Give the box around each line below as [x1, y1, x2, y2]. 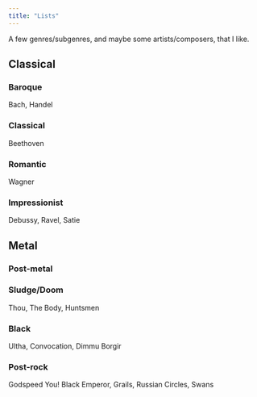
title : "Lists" [8, 11, 60, 20]
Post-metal [8, 263, 53, 274]
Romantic [8, 158, 47, 169]
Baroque [8, 81, 43, 93]
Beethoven [8, 138, 44, 148]
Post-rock [8, 361, 48, 373]
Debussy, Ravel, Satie [8, 215, 81, 225]
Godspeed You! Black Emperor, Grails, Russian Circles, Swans [8, 380, 214, 390]
